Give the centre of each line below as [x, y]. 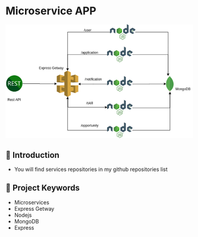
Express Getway [34, 208]
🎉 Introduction [33, 155]
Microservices [32, 202]
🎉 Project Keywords [43, 188]
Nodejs [23, 215]
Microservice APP [51, 11]
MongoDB [26, 221]
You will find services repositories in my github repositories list [91, 169]
